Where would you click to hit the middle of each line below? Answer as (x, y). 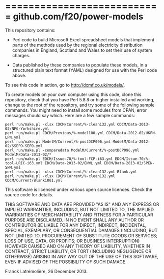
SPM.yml (13, 167)
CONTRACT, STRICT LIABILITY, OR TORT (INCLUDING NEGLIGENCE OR (78, 251)
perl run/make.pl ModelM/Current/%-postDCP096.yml (58, 141)
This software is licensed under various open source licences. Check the (79, 189)
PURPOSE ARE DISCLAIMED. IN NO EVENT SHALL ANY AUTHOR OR (74, 220)
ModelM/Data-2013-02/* (28, 155)
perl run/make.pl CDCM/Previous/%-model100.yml (55, 133)
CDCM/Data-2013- (134, 124)
